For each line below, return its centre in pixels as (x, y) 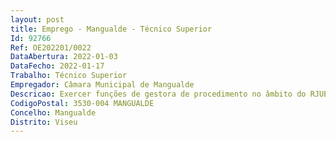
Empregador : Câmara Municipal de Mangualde (102, 85)
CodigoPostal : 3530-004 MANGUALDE (82, 103)
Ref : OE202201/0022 (51, 47)
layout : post (37, 19)
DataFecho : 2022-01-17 (57, 66)
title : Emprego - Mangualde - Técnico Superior (111, 29)
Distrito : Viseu (44, 122)
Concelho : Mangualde (53, 112)
